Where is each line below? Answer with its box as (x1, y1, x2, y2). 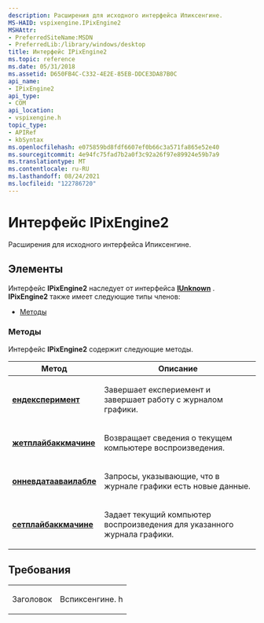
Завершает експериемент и (104, 384, 211, 395)
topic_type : (8, 121, 47, 129)
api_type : (8, 92, 41, 100)
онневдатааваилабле (12, 475, 97, 486)
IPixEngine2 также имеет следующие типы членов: (8, 292, 181, 301)
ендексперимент (12, 394, 80, 405)
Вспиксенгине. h (60, 593, 123, 604)
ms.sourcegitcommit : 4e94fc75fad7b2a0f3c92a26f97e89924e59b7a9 (8, 150, 220, 158)
